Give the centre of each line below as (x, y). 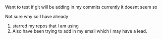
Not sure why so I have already (37, 16)
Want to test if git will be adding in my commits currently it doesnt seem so (81, 7)
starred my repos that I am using (46, 26)
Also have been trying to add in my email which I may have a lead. (80, 31)
